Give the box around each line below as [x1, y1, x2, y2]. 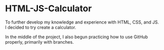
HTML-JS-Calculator [5, 3, 92, 14]
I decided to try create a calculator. [5, 24, 77, 30]
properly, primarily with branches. [5, 39, 74, 45]
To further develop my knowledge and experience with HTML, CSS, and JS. [5, 19, 159, 25]
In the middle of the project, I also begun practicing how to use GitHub [5, 34, 148, 40]
